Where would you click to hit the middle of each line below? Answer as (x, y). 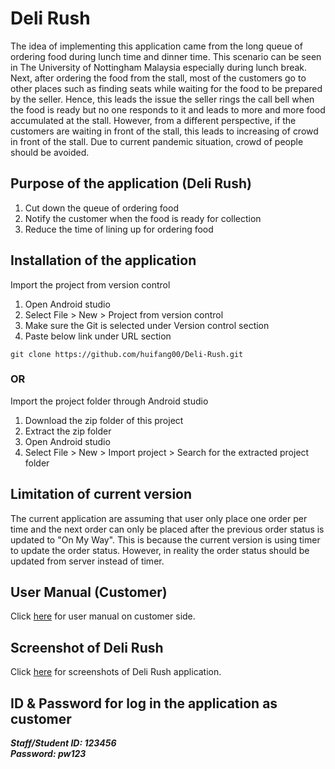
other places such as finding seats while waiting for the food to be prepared (166, 88)
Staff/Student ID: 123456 (63, 743)
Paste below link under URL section (98, 336)
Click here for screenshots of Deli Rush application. (116, 672)
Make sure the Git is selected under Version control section (147, 325)
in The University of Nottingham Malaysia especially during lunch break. (159, 67)
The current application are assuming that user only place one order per (159, 518)
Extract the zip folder (68, 431)
